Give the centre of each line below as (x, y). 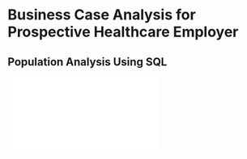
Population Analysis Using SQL (87, 62)
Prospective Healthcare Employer (123, 32)
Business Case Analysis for (102, 15)
